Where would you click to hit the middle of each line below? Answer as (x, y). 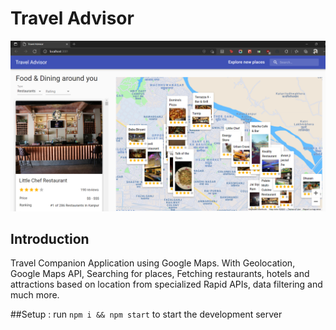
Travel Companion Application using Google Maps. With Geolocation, (153, 263)
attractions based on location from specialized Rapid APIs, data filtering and (166, 284)
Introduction (50, 239)
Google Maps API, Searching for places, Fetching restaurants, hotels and (160, 274)
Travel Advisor (72, 18)
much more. (35, 295)
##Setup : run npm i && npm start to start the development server (146, 314)
